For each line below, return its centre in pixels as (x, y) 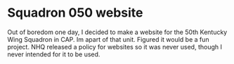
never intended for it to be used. (54, 54)
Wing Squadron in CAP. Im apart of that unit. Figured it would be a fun (108, 39)
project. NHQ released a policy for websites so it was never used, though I (115, 47)
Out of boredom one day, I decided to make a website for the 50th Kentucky (117, 32)
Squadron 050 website (75, 13)
